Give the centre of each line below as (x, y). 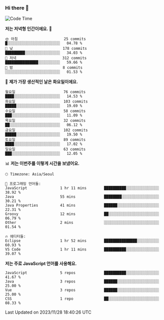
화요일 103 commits (47, 102)
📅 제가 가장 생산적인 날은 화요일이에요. (42, 82)
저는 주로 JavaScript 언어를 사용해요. (41, 264)
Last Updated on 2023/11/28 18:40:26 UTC (48, 312)
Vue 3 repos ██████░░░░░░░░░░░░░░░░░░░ (82, 290)
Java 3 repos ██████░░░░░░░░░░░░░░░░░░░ (82, 282)
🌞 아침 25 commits (45, 39)
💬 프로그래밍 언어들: (23, 184)
